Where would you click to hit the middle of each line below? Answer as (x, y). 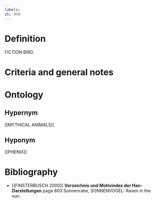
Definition (25, 39)
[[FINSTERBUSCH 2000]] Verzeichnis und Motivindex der (71, 186)
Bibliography (31, 172)
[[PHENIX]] (16, 152)
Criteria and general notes (59, 72)
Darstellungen (27, 191)
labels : (13, 10)
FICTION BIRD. (19, 52)
